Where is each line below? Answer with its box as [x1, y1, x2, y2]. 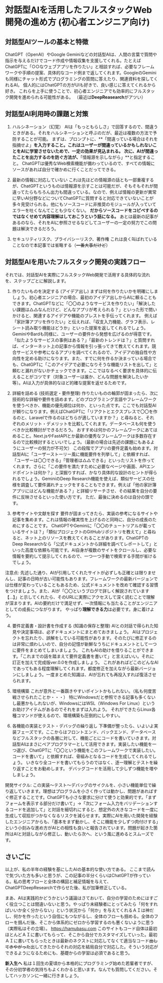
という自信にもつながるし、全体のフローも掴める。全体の [38, 914, 154, 920]
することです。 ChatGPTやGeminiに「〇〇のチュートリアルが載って [20, 523, 156, 528]
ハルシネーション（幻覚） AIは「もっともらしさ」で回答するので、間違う [12, 124, 158, 129]
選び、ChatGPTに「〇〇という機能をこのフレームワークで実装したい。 [16, 747, 158, 753]
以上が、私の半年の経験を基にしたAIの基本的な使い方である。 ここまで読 [5, 866, 151, 872]
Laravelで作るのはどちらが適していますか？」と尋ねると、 [29, 415, 146, 420]
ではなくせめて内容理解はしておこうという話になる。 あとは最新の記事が [12, 213, 158, 219]
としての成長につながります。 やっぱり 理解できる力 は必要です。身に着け [5, 606, 150, 612]
